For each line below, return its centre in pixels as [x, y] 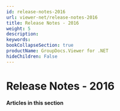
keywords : [19, 40]
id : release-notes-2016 [36, 12]
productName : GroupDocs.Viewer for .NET [58, 51]
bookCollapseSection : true [40, 46]
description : [22, 34]
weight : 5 [19, 28]
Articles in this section [35, 103]
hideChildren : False [32, 56]
